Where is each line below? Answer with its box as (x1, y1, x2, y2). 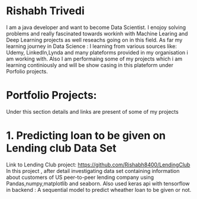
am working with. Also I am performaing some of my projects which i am (6, 55, 183, 62)
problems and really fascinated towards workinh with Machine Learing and (6, 30, 188, 37)
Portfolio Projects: (6, 89, 97, 102)
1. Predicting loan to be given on (6, 129, 166, 143)
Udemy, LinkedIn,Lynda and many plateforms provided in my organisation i (6, 49, 188, 56)
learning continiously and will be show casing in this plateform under (6, 61, 173, 69)
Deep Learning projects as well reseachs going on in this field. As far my (6, 36, 183, 43)
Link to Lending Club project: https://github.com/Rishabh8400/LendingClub (6, 161, 190, 168)
